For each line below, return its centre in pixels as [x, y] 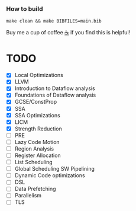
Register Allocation [38, 155]
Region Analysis [34, 148]
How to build [25, 9]
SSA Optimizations [37, 115]
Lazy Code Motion [37, 142]
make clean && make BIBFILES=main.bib [54, 21]
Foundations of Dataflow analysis [55, 95]
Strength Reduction [38, 129]
